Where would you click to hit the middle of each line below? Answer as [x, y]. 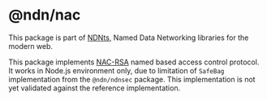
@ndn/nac [45, 15]
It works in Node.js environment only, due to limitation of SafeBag [116, 70]
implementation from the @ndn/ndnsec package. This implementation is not [132, 79]
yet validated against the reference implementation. [95, 88]
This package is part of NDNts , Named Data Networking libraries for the [129, 37]
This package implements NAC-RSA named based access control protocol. [134, 62]
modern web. [31, 46]
